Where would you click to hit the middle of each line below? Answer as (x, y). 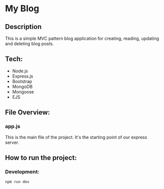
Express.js (23, 76)
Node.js (20, 71)
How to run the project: (41, 158)
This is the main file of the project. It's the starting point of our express (76, 137)
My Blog (22, 9)
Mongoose (23, 92)
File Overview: (28, 113)
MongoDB (22, 86)
